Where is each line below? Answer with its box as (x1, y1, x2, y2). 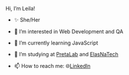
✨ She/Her (14, 16, 41, 23)
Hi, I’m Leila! (5, 5, 35, 12)
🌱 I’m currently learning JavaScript (14, 39, 98, 46)
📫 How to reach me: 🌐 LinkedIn (14, 63, 91, 69)
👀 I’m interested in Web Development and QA (14, 28, 124, 35)
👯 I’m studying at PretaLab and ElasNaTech (14, 51, 119, 57)
